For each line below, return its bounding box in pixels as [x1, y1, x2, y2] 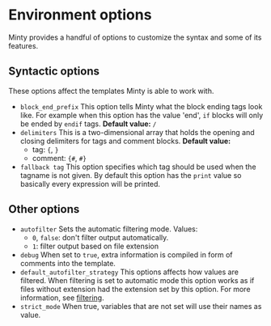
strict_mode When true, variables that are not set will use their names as [19, 301, 262, 311]
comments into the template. [19, 258, 116, 268]
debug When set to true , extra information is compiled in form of [19, 249, 233, 260]
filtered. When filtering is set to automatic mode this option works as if [19, 275, 255, 285]
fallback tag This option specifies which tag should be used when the [19, 162, 256, 171]
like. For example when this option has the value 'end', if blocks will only [19, 110, 264, 120]
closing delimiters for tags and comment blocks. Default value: [19, 136, 231, 146]
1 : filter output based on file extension [32, 241, 159, 251]
